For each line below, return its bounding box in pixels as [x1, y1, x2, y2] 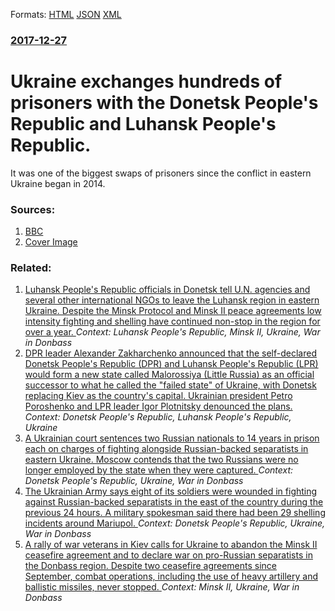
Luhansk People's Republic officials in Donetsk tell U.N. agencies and [24, 284, 311, 296]
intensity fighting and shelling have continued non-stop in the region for [24, 315, 321, 328]
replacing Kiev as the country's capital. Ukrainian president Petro [24, 390, 293, 402]
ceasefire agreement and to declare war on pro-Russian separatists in [24, 549, 313, 561]
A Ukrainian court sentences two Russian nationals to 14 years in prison [24, 432, 320, 444]
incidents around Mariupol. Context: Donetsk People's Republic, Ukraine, [24, 517, 326, 529]
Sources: [10, 202, 56, 216]
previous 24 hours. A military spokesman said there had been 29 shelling [24, 507, 326, 519]
